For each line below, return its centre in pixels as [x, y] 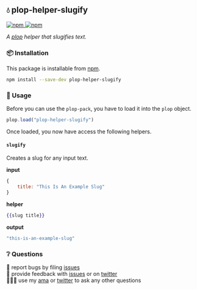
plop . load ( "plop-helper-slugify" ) [50, 120]
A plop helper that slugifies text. [46, 37]
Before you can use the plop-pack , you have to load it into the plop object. [99, 109]
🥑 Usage [19, 95]
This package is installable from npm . [53, 69]
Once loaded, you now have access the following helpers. [79, 132]
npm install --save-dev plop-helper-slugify [64, 80]
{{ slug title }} [26, 215]
